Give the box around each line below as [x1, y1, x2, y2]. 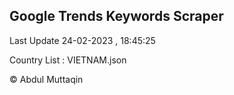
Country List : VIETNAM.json [9, 54, 127, 66]
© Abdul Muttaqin [9, 73, 84, 85]
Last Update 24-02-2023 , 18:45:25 [9, 34, 156, 46]
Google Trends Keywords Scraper [9, 8, 224, 25]
